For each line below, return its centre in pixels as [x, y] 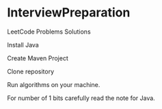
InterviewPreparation [69, 13]
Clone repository [31, 71]
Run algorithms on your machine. [54, 84]
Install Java [23, 45]
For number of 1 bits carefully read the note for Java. [81, 98]
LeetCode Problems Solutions [49, 32]
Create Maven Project [38, 58]
